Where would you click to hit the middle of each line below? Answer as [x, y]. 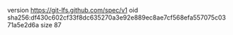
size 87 [51, 25]
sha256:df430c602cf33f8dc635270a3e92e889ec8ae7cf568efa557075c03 [117, 17]
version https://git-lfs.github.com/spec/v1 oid [73, 10]
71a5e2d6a [23, 25]
